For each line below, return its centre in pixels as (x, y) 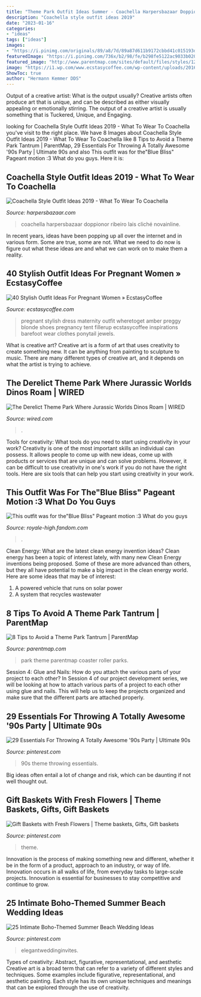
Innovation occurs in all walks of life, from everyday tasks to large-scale (95, 871)
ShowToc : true (24, 73)
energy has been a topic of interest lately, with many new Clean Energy (94, 558)
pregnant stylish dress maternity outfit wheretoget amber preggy (101, 321)
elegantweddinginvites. (50, 950)
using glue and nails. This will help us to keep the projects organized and (96, 691)
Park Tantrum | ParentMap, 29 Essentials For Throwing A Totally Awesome (98, 146)
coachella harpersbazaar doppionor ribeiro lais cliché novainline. (100, 224)
